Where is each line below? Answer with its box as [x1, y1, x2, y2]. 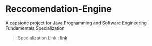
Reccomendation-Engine [5, 3, 112, 15]
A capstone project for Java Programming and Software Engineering [5, 20, 147, 26]
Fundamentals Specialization [5, 25, 65, 31]
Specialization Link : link [17, 35, 68, 41]
